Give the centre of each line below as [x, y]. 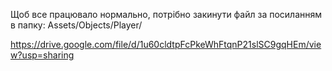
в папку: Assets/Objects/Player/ [76, 25]
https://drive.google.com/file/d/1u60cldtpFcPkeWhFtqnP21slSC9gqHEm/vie [166, 44]
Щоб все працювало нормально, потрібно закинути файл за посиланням [166, 14]
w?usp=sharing [42, 55]
